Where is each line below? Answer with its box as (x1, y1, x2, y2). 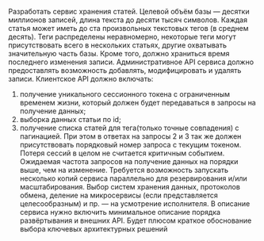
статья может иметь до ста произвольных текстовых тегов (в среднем (8, 24, 249, 33)
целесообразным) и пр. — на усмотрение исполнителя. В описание (19, 199, 251, 208)
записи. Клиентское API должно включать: (8, 75, 154, 83)
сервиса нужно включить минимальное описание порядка (19, 208, 220, 216)
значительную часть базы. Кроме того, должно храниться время (8, 49, 230, 58)
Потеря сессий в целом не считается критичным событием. (19, 148, 225, 158)
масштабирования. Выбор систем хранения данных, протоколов (19, 182, 240, 191)
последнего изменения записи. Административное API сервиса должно (8, 57, 254, 67)
